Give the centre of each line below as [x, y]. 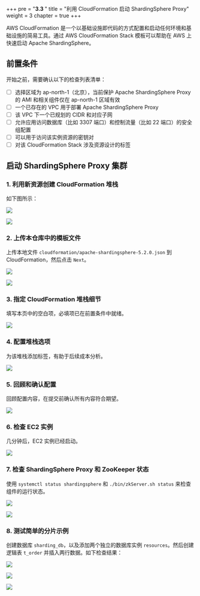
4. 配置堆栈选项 [28, 342]
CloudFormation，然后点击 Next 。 [48, 260]
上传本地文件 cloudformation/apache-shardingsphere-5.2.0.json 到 [89, 252]
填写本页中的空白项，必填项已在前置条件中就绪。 [66, 314]
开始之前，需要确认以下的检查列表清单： [56, 79]
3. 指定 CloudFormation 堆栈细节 [54, 299]
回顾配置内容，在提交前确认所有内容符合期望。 [64, 399]
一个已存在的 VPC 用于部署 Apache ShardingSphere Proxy [87, 107]
